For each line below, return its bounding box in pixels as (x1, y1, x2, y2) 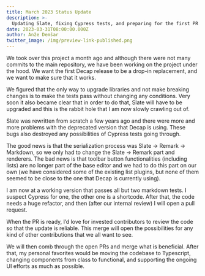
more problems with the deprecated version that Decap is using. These (6, 124, 185, 131)
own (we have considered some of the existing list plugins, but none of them (6, 168, 199, 175)
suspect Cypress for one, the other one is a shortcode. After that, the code (6, 193, 195, 200)
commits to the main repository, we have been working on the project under (6, 61, 198, 68)
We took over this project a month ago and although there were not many (6, 55, 191, 61)
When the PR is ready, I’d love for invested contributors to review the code (6, 218, 194, 225)
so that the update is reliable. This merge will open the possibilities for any (6, 224, 193, 232)
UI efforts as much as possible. (6, 263, 84, 270)
